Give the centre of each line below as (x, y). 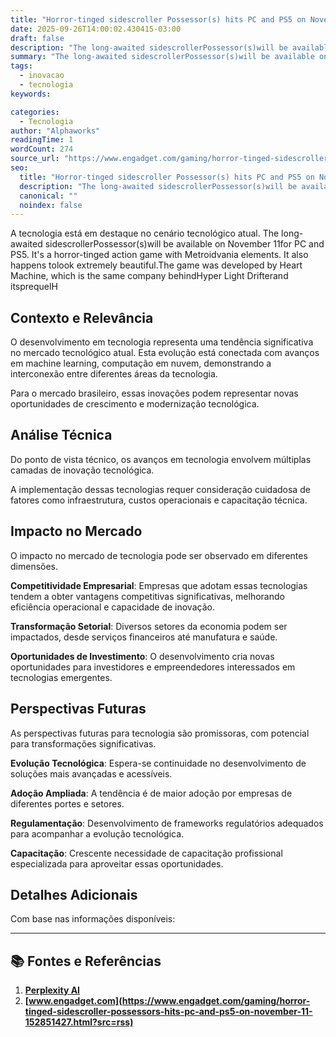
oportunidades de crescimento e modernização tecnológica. (135, 404)
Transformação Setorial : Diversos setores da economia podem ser (149, 626)
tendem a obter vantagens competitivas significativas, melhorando (147, 596)
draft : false (37, 38)
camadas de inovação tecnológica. (82, 470)
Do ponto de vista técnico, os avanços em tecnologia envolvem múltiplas (161, 459)
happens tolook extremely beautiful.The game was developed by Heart (156, 265)
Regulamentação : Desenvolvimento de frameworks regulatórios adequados (167, 823)
